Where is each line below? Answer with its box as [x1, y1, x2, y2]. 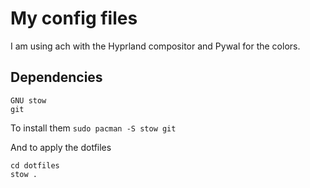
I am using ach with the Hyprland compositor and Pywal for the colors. [10, 40, 301, 52]
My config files [10, 7, 138, 30]
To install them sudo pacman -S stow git [10, 122, 177, 134]
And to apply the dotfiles [10, 141, 112, 153]
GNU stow [10, 95, 47, 106]
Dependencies [10, 69, 103, 86]
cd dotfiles [10, 160, 60, 171]
